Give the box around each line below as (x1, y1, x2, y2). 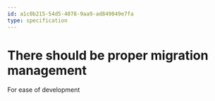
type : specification (7, 17, 68, 24)
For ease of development (7, 85, 80, 94)
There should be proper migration (7, 47, 209, 64)
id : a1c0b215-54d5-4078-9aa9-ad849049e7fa (7, 10, 134, 18)
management (7, 62, 87, 78)
